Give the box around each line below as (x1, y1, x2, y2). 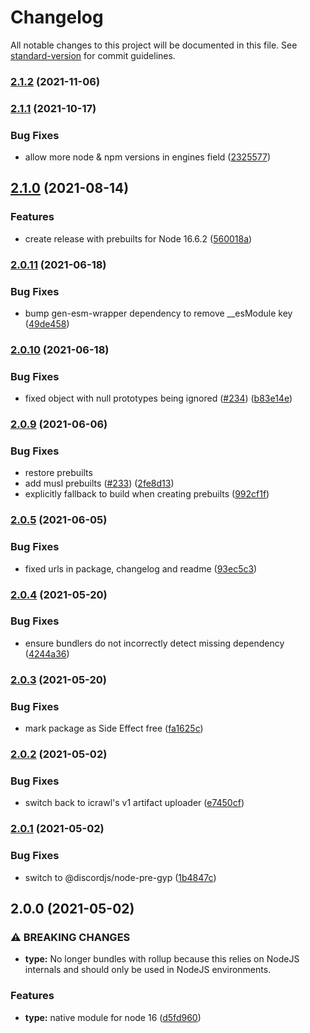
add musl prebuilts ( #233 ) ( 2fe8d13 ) (24, 477, 175, 490)
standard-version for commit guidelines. (10, 49, 176, 61)
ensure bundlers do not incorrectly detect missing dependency (24, 637, 285, 649)
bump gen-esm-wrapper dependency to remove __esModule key (24, 307, 293, 319)
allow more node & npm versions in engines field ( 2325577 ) (24, 151, 271, 163)
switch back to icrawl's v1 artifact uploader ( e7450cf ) (24, 797, 245, 809)
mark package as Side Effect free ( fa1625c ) (24, 722, 204, 735)
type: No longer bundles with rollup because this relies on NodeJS (24, 953, 300, 965)
